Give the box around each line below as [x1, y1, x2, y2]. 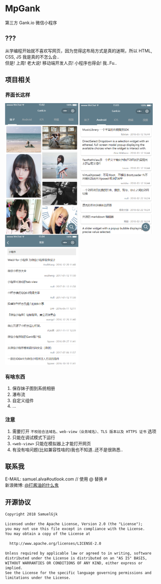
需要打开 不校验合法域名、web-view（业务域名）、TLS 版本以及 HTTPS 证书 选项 [12, 428, 157, 434]
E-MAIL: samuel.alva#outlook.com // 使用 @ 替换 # [5, 476, 107, 482]
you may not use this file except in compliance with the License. [5, 526, 145, 532]
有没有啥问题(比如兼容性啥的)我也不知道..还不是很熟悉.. [12, 447, 123, 453]
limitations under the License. [5, 575, 71, 581]
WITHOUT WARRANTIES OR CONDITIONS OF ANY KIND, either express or [5, 561, 143, 566]
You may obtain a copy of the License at [5, 531, 91, 537]
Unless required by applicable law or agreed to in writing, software [5, 551, 152, 556]
